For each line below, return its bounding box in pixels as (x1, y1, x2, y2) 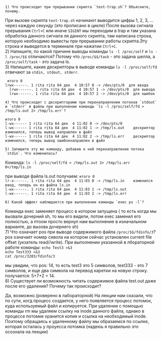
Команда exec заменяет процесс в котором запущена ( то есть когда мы (5, 208, 157, 214)
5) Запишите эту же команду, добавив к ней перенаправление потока (5, 147, 145, 151)
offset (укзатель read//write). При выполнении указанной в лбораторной (5, 239, 155, 245)
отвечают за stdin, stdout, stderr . (5, 69, 79, 75)
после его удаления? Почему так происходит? (5, 283, 102, 289)
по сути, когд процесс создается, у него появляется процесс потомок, (5, 298, 153, 303)
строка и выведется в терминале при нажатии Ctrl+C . (5, 43, 117, 49)
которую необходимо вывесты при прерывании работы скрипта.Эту (5, 38, 148, 44)
